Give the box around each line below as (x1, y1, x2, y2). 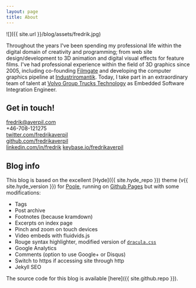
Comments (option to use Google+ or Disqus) (14, 251, 126, 258)
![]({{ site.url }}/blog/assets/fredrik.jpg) (6, 30, 101, 37)
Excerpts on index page (14, 219, 73, 226)
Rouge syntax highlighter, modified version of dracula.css (14, 238, 157, 245)
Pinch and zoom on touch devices (14, 226, 98, 233)
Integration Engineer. (6, 86, 57, 93)
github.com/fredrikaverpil (6, 137, 69, 145)
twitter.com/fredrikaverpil (6, 131, 68, 138)
